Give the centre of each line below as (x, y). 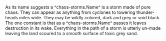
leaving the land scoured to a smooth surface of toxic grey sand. (72, 33)
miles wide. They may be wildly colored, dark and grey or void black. (90, 18)
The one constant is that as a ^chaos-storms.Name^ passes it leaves (76, 23)
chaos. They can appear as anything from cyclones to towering (70, 12)
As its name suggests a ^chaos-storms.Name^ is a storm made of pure (78, 7)
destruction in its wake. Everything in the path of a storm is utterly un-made (83, 28)
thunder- (145, 12)
